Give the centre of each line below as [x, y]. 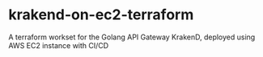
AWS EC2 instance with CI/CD [59, 45]
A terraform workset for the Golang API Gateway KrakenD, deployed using [132, 37]
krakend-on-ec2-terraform [101, 15]
